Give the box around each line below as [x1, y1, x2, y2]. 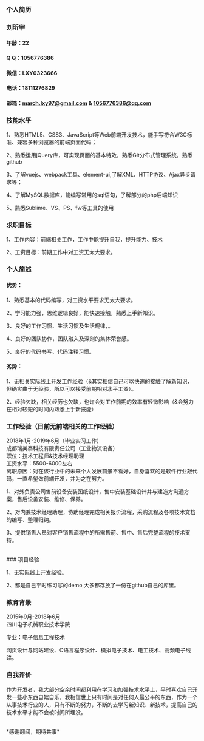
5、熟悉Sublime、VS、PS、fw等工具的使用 [6, 205, 114, 212]
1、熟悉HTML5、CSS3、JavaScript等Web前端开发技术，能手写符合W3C [6, 131, 187, 138]
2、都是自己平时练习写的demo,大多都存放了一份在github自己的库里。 [6, 581, 180, 589]
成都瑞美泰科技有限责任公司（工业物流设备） [6, 445, 118, 452]
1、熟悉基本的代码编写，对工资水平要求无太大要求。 [6, 296, 137, 303]
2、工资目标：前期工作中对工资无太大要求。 [6, 249, 117, 256]
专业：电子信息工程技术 [6, 634, 65, 641]
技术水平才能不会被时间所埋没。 [6, 708, 86, 716]
